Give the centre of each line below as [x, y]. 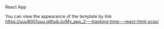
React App [16, 7]
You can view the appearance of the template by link [58, 16]
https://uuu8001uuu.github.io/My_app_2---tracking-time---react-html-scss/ [82, 22]
